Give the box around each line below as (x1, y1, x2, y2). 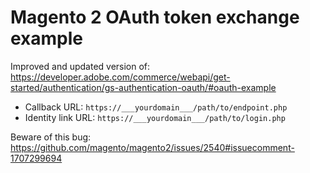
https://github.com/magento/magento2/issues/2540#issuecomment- (10, 141, 295, 153)
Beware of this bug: (10, 131, 92, 143)
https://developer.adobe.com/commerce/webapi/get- (10, 71, 231, 83)
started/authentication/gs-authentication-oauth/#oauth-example (10, 81, 277, 93)
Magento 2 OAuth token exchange (10, 6, 300, 29)
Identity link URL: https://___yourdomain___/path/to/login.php (24, 111, 286, 123)
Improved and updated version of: (10, 60, 151, 72)
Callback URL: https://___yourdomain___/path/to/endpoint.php (24, 101, 288, 113)
